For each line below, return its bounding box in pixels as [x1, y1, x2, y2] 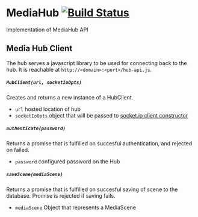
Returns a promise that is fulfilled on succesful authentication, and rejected [6, 139, 193, 147]
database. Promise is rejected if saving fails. [6, 192, 116, 199]
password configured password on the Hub [14, 157, 120, 165]
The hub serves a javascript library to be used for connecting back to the [6, 59, 188, 66]
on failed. [6, 146, 29, 153]
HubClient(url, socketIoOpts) [6, 80, 82, 86]
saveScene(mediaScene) [6, 172, 63, 178]
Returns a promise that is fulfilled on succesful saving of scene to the [6, 186, 178, 193]
